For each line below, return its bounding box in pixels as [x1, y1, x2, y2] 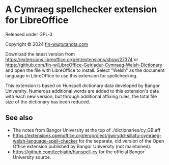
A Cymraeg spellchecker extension [5, 4, 157, 15]
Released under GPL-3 [5, 31, 53, 37]
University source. [12, 154, 51, 160]
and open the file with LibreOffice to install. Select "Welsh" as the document [5, 67, 164, 73]
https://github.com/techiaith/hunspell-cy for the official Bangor [12, 149, 145, 155]
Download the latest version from [5, 51, 75, 57]
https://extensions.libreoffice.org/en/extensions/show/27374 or [5, 56, 138, 62]
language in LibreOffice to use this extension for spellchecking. [5, 72, 138, 78]
